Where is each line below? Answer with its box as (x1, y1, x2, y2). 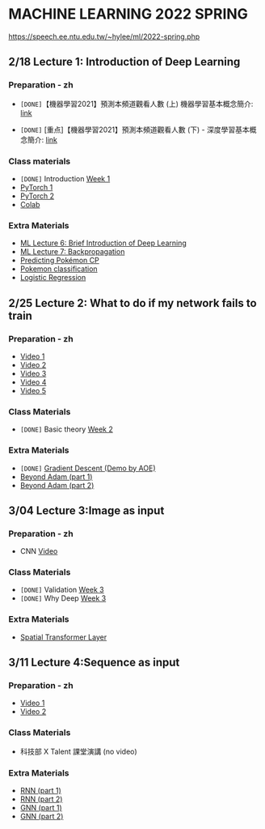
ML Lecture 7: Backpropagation (19, 247, 125, 257)
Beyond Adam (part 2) (19, 480, 95, 490)
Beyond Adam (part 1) (19, 471, 93, 482)
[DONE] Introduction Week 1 (19, 173, 111, 183)
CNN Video (19, 546, 58, 556)
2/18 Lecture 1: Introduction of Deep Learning (8, 55, 241, 69)
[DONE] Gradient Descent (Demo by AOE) (19, 463, 156, 473)
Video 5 (19, 385, 47, 395)
